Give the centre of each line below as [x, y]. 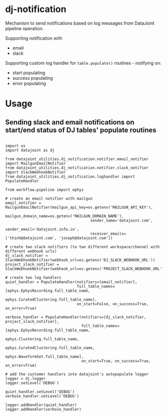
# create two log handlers [33, 277]
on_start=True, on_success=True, [116, 361]
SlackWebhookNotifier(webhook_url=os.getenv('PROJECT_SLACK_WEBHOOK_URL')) [86, 269]
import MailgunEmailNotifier [35, 163]
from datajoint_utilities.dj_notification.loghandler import [70, 177]
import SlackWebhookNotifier [35, 172]
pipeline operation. [24, 28]
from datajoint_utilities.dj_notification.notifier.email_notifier [77, 159]
